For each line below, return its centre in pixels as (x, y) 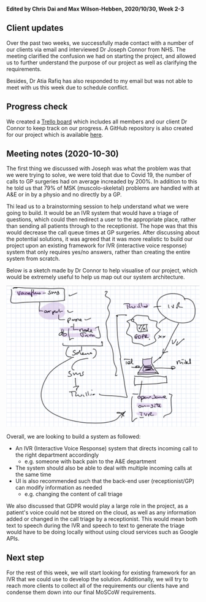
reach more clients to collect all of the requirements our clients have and (98, 585)
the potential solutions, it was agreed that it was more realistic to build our (100, 239)
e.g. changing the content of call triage (73, 494)
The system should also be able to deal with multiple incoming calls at (104, 468)
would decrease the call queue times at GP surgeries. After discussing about (103, 233)
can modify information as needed (59, 488)
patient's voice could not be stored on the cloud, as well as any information (101, 512)
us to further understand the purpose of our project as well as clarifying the (102, 62)
